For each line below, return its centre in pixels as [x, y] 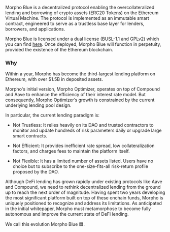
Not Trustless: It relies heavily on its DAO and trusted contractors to [83, 125]
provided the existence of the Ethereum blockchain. [59, 50]
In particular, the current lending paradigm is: [53, 115]
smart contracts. [30, 136]
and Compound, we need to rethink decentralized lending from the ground [83, 187]
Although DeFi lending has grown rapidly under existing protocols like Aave [84, 182]
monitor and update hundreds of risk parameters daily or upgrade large [87, 130]
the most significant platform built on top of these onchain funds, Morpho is [84, 198]
